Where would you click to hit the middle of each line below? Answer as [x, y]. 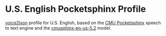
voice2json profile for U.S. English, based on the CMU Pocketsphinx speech [83, 23]
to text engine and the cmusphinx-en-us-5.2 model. [58, 28]
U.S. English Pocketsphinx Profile [76, 9]
